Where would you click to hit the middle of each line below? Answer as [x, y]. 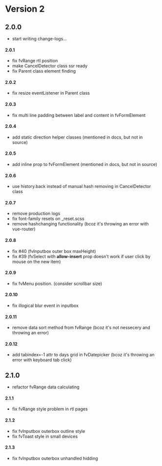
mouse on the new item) [36, 262]
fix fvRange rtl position [35, 61]
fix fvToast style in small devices [45, 436]
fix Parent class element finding [44, 71]
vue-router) [24, 229]
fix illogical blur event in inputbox [45, 305]
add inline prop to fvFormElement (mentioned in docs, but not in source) [85, 164]
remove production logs [36, 214]
